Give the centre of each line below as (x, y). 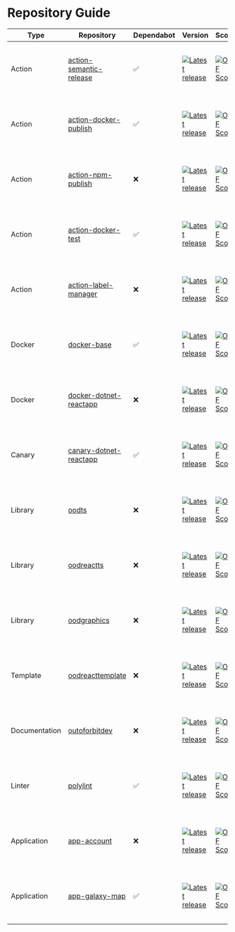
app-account (90, 840)
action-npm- (90, 174)
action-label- (91, 285)
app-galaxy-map (97, 896)
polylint (80, 786)
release (80, 77)
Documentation (36, 730)
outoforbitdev (91, 730)
